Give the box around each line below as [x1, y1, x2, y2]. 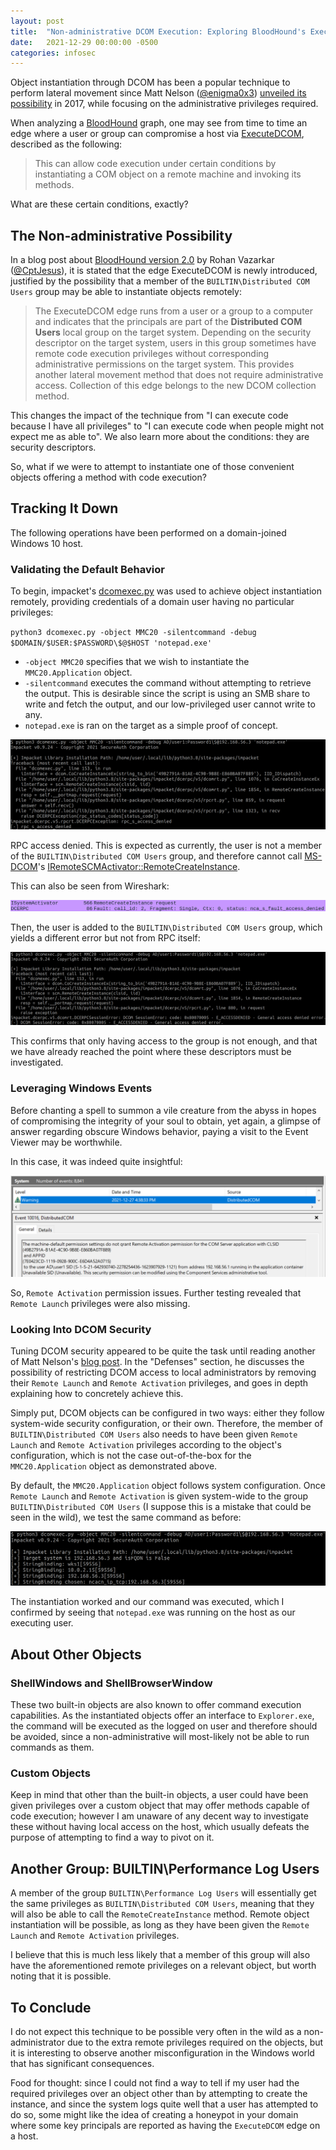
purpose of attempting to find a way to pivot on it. [10, 1831, 215, 1844]
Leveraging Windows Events [10, 1081, 153, 1095]
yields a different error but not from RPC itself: [10, 932, 201, 944]
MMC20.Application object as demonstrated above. [10, 1460, 218, 1472]
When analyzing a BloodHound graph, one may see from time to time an [10, 117, 308, 129]
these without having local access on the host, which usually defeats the [10, 1821, 310, 1833]
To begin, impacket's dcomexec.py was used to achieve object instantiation [10, 585, 323, 597]
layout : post [10, 16, 65, 26]
